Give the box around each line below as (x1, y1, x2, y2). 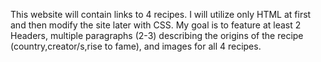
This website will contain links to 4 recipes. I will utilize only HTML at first (10, 9, 312, 20)
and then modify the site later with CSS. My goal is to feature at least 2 (10, 19, 302, 31)
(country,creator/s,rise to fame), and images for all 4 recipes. (10, 40, 262, 52)
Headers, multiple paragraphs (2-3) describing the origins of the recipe (10, 30, 304, 41)
